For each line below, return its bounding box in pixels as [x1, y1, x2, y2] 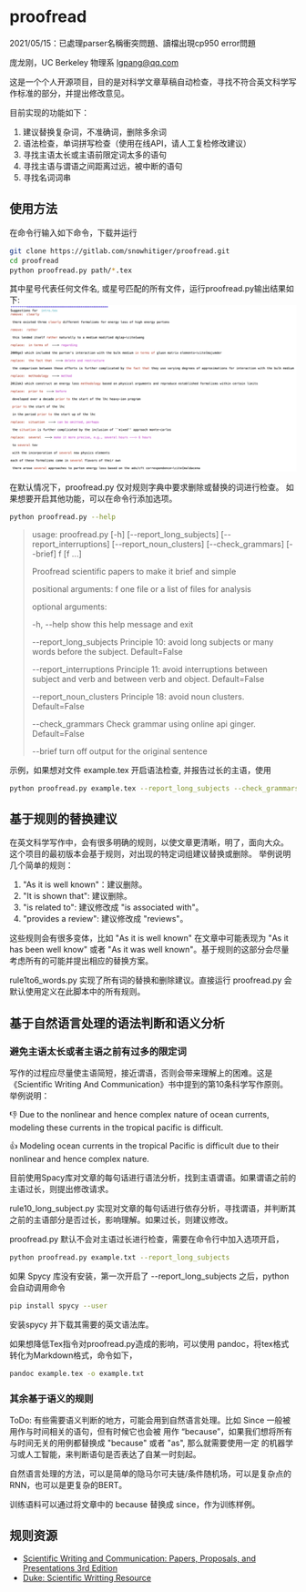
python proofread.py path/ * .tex [9, 266, 132, 275]
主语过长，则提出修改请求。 [9, 1184, 114, 1194]
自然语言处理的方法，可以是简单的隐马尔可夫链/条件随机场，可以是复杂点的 [9, 1468, 292, 1479]
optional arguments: [31, 601, 107, 612]
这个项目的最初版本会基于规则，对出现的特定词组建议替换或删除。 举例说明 [9, 849, 291, 860]
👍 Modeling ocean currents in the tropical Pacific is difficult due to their [9, 1140, 280, 1151]
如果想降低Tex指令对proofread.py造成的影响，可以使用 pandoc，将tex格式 [9, 1338, 290, 1349]
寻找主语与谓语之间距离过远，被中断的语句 [22, 160, 183, 171]
